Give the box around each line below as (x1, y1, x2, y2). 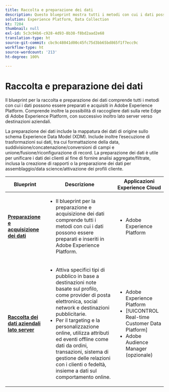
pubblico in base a (55, 273, 99, 280)
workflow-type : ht (5, 45, 44, 50)
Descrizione (65, 181, 95, 188)
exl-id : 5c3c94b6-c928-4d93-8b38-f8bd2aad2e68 (5, 31, 105, 36)
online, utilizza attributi (55, 329, 110, 337)
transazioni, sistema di (55, 349, 109, 356)
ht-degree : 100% (5, 54, 39, 60)
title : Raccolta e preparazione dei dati (5, 7, 94, 13)
